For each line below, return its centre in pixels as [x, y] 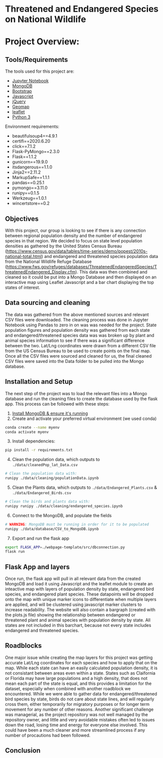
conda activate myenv [27, 432]
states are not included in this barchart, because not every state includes [78, 625]
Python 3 [21, 117]
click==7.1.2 [24, 146]
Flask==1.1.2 [24, 157]
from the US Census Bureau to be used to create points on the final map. [78, 351]
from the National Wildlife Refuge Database [48, 261]
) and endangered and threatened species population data [100, 256]
